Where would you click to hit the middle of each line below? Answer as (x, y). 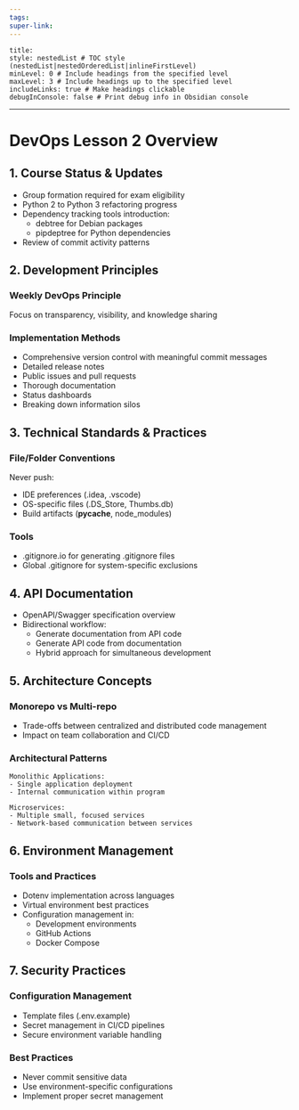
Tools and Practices (53, 876)
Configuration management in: (78, 914)
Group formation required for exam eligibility (103, 195)
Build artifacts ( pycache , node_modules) (97, 514)
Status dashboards (57, 395)
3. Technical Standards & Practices (108, 433)
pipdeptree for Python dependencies (103, 233)
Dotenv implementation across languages (98, 895)
